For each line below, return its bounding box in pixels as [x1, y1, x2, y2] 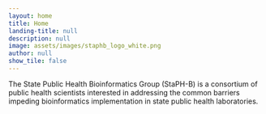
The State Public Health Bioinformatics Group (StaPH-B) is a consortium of [8, 78, 258, 89]
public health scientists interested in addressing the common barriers [8, 87, 241, 97]
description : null [8, 34, 71, 43]
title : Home [8, 19, 49, 27]
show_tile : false [8, 57, 67, 65]
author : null [8, 49, 53, 57]
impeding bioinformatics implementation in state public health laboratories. [8, 96, 259, 106]
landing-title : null [8, 27, 79, 35]
